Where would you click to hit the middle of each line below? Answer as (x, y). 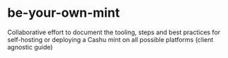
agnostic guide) (30, 47)
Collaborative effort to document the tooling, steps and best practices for (114, 32)
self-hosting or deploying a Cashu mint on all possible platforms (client (110, 39)
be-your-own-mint (64, 13)
